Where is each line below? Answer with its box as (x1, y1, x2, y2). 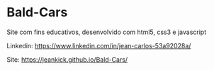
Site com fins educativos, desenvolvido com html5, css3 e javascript (6, 28, 207, 36)
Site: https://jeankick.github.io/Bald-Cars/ (6, 55, 128, 64)
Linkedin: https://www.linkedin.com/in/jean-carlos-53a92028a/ (6, 41, 191, 50)
